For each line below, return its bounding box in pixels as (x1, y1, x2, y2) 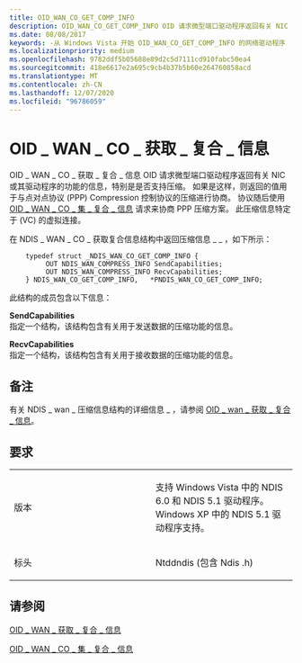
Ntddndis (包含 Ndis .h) (155, 556, 253, 569)
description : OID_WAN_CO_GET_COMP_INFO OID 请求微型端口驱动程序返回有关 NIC (9, 22, 289, 31)
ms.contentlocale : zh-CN (9, 80, 102, 89)
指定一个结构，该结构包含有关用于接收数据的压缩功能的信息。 (9, 350, 238, 361)
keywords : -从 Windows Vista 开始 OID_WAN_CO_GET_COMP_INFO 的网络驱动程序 (9, 38, 286, 48)
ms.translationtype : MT (9, 72, 99, 81)
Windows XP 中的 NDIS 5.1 (155, 507, 271, 520)
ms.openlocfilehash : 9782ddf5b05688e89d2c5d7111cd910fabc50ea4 (9, 55, 252, 64)
